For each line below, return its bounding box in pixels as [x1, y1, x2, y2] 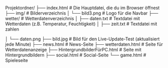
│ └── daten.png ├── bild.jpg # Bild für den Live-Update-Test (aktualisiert [5, 36, 160, 42]
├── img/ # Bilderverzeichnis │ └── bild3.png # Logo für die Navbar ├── [5, 10, 158, 16]
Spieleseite [5, 57, 29, 63]
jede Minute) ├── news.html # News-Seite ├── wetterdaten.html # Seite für [5, 41, 163, 47]
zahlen [5, 26, 19, 32]
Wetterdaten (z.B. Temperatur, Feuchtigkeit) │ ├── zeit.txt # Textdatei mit [5, 21, 157, 27]
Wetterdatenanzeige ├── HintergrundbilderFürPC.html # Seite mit [5, 47, 141, 52]
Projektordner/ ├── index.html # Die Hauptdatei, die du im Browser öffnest [5, 5, 160, 11]
